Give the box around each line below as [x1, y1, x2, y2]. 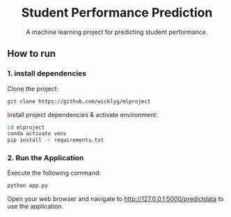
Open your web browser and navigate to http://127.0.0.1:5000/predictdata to [7, 195, 224, 203]
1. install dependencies [7, 69, 87, 78]
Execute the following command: [7, 168, 102, 177]
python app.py [7, 182, 49, 189]
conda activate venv [7, 130, 67, 137]
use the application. [7, 202, 64, 211]
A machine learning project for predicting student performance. [26, 28, 208, 36]
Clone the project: [7, 85, 59, 93]
